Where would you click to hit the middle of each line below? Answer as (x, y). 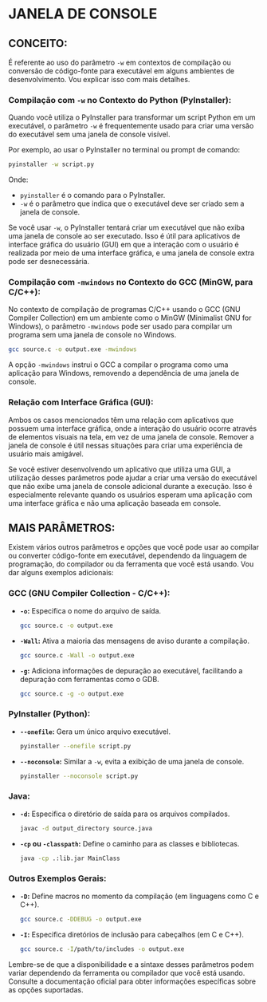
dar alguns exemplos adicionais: (61, 573)
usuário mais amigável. (46, 454)
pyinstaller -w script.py (51, 164)
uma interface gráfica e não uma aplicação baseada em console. (115, 503)
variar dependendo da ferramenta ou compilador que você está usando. (127, 972)
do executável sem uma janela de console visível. (89, 134)
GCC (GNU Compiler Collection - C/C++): (89, 594)
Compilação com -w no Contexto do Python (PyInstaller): (120, 100)
